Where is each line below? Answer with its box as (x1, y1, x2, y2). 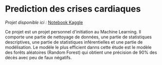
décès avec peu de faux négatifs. (5, 54, 72, 60)
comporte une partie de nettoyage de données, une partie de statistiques (5, 34, 152, 40)
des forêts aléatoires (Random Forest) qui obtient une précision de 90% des (5, 49, 157, 55)
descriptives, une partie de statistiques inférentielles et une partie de (5, 39, 143, 45)
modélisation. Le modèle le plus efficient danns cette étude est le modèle (5, 44, 152, 50)
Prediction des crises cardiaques (5, 3, 141, 15)
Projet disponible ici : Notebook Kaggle (5, 19, 83, 25)
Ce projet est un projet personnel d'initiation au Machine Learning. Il (5, 29, 141, 34)
